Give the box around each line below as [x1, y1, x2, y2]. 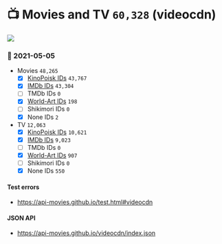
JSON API [7, 214, 36, 222]
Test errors [7, 183, 40, 191]
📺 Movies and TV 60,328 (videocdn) [7, 7, 217, 23]
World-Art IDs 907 [27, 151, 78, 159]
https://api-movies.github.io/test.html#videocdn [16, 198, 153, 206]
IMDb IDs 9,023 [27, 135, 71, 144]
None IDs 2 [27, 113, 59, 121]
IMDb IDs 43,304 [27, 82, 74, 90]
